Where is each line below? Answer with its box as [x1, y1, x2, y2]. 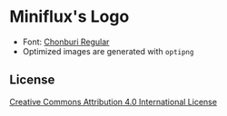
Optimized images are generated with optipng [22, 45, 194, 56]
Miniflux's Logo [9, 6, 130, 27]
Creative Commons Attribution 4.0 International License [9, 96, 218, 107]
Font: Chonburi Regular [22, 36, 110, 47]
